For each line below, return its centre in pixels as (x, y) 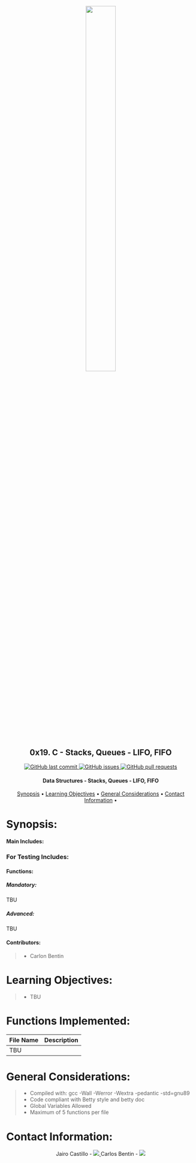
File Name (24, 1040)
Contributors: (23, 942)
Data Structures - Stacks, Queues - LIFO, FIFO (101, 781)
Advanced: (20, 914)
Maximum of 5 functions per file (69, 1112)
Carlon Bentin (47, 956)
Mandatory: (22, 885)
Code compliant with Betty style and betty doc (87, 1099)
